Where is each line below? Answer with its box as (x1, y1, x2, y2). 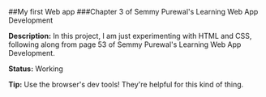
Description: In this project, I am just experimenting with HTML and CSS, (8, 32, 252, 40)
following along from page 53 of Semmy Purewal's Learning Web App (8, 40, 242, 49)
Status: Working (8, 64, 63, 74)
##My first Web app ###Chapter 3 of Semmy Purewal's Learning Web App (8, 7, 259, 16)
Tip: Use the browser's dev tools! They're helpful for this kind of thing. (8, 80, 244, 89)
